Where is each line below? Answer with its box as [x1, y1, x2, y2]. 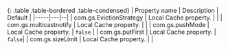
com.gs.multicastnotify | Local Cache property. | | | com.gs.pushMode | [7, 21, 209, 28]
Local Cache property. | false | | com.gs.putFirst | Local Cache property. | [7, 28, 216, 36]
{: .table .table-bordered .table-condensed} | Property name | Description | [7, 7, 219, 14]
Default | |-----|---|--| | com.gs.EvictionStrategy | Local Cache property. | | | [7, 14, 223, 22]
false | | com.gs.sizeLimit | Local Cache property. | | [7, 35, 153, 43]
